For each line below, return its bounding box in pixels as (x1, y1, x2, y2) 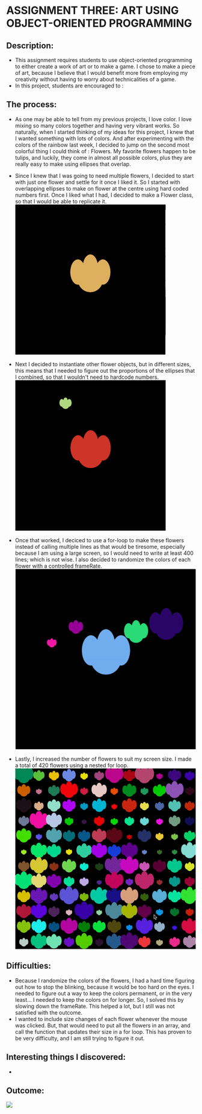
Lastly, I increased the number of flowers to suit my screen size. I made (14, 755, 192, 762)
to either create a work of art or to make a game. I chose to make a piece (14, 63, 195, 70)
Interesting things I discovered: (6, 1052, 126, 1062)
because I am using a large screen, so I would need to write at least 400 (14, 549, 194, 557)
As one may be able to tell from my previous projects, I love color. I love (14, 115, 192, 122)
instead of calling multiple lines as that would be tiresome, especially (14, 543, 185, 550)
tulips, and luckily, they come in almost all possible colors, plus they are (14, 154, 192, 161)
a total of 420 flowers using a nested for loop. (14, 761, 129, 769)
